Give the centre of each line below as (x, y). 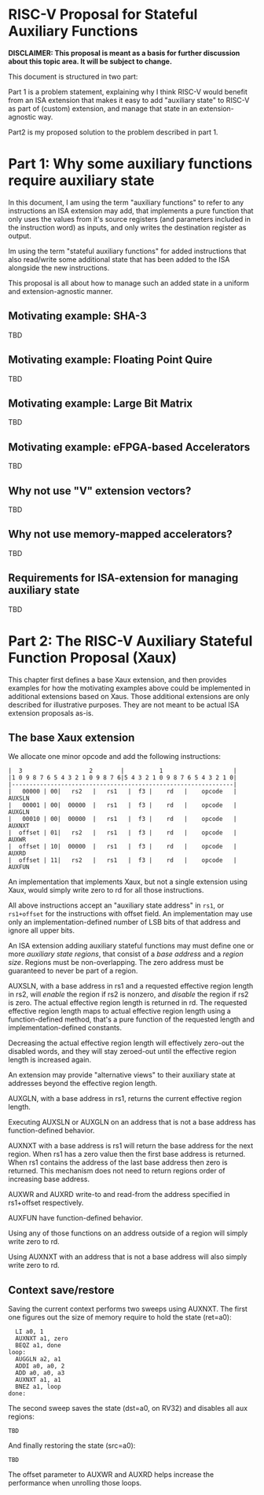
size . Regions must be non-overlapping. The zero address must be (116, 963)
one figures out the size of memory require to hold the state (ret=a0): (120, 1317)
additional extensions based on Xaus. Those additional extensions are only (129, 696)
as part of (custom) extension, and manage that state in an (103, 109)
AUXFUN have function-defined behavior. (75, 1218)
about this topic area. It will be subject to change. (90, 61)
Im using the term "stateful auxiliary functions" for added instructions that (127, 251)
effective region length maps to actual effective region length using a (120, 1011)
